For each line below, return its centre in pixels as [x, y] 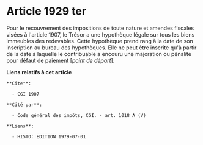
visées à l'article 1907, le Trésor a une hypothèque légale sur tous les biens [101, 34]
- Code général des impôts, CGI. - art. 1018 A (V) [79, 115]
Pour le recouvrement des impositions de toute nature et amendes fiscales [100, 28]
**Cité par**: [24, 105]
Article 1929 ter [46, 11]
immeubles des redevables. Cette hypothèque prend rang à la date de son [100, 41]
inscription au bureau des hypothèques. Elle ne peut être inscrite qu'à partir [102, 48]
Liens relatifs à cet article [39, 72]
